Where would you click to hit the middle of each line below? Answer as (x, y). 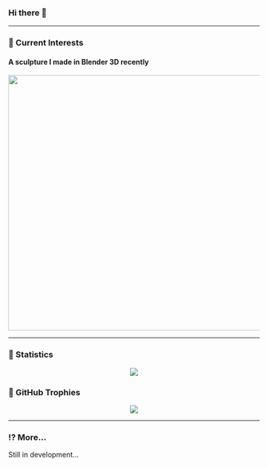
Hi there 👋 (28, 13)
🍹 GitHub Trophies (45, 392)
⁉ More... (28, 437)
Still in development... (44, 455)
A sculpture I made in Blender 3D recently (79, 61)
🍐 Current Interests (46, 43)
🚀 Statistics (31, 354)
